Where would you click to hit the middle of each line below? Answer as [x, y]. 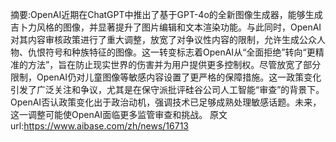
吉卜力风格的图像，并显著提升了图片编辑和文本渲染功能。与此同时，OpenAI [166, 27]
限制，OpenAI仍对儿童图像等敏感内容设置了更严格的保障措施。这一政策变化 [166, 77]
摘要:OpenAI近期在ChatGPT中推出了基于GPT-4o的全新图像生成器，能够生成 [166, 14]
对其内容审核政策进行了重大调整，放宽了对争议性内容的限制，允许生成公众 [163, 39]
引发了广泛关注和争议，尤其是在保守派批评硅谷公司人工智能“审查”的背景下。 [167, 89]
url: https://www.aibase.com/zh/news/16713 [99, 126]
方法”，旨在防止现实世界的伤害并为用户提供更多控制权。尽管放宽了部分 [174, 64]
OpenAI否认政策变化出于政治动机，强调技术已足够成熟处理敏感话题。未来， [166, 102]
